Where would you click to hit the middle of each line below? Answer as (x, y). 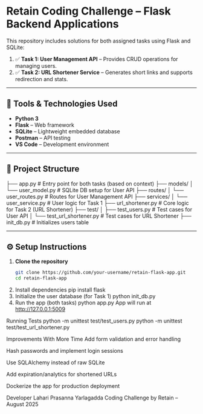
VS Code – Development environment (62, 144)
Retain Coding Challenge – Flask (89, 11)
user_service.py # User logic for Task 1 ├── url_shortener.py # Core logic (98, 203)
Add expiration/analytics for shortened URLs (62, 375)
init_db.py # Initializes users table (48, 222)
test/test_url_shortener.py (38, 327)
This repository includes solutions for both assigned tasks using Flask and (98, 41)
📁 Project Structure (43, 169)
